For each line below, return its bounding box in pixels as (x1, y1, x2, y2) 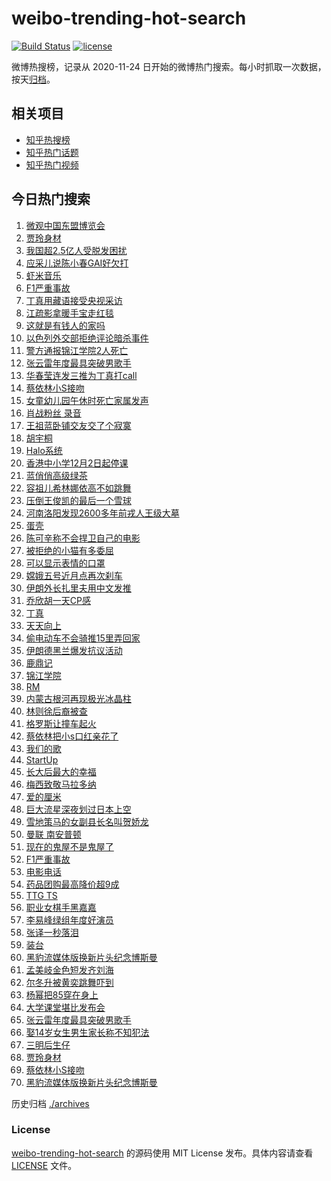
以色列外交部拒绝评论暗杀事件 (25, 332, 149, 344)
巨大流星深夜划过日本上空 (25, 803, 132, 815)
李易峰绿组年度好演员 (25, 913, 114, 926)
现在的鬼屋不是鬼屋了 (25, 840, 114, 852)
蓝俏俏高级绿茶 (25, 469, 88, 481)
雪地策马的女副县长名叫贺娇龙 (25, 815, 149, 827)
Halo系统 (25, 444, 63, 456)
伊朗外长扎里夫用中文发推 (25, 582, 132, 594)
